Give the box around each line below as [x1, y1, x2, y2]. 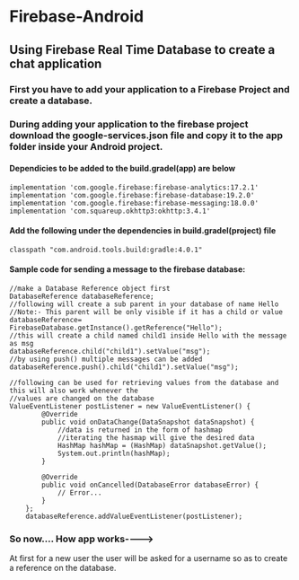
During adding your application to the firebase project [9, 119, 249, 131]
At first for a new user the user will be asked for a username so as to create [9, 553, 288, 564]
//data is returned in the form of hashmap [57, 426, 223, 435]
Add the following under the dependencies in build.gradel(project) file [9, 225, 277, 236]
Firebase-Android [9, 6, 145, 27]
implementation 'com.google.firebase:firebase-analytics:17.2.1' [9, 182, 259, 192]
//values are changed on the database [9, 394, 154, 403]
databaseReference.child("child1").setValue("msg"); [9, 347, 211, 356]
